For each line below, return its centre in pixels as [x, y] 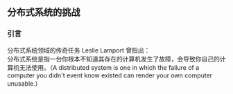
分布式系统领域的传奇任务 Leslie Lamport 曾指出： [79, 50]
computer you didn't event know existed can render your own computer [110, 75]
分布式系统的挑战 [44, 12]
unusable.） [24, 83]
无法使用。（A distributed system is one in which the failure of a [109, 67]
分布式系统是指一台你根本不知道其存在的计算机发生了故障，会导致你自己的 [113, 59]
